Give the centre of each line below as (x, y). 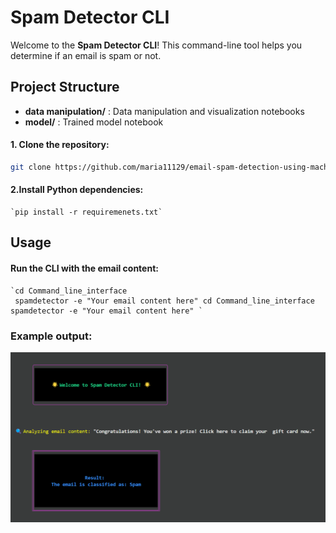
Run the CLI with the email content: (84, 268)
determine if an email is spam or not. (86, 55)
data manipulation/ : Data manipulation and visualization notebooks (164, 111)
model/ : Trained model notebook (94, 122)
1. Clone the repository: (60, 145)
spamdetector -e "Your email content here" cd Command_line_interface (164, 301)
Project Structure (65, 87)
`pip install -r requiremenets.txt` (86, 212)
